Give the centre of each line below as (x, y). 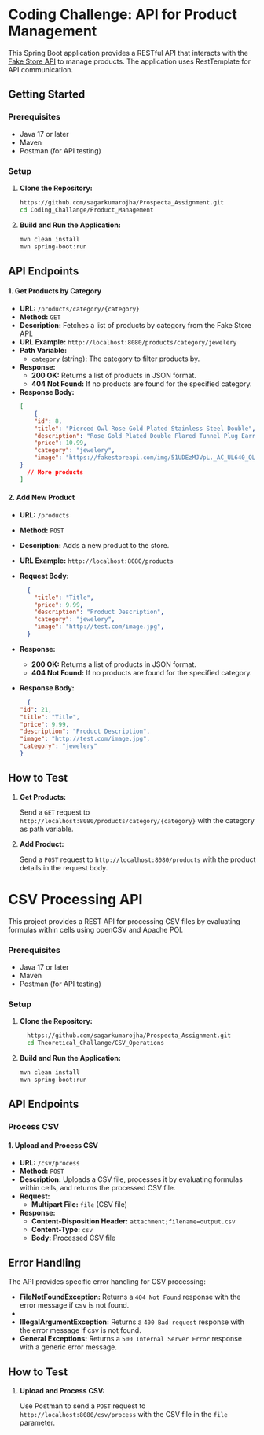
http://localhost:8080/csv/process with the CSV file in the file (123, 1414)
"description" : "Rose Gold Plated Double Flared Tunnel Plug (136, 436)
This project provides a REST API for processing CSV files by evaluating (125, 921)
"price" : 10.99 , (60, 443)
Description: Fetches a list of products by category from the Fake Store (136, 326)
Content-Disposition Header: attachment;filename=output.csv (133, 1221)
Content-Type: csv (62, 1230)
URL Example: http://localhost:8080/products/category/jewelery (128, 342)
